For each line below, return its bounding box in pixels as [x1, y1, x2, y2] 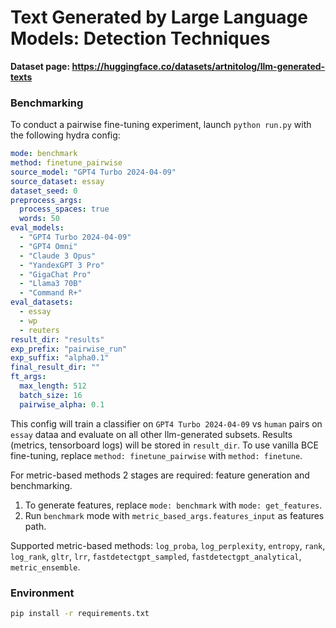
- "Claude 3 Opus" [19, 251, 97, 261]
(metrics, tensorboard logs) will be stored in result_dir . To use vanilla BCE [10, 439, 319, 451]
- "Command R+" [19, 288, 83, 298]
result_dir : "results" [10, 334, 105, 345]
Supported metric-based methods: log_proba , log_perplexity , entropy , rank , [10, 539, 326, 551]
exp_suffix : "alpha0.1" [10, 353, 110, 363]
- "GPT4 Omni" [19, 241, 78, 251]
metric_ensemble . [10, 561, 81, 573]
